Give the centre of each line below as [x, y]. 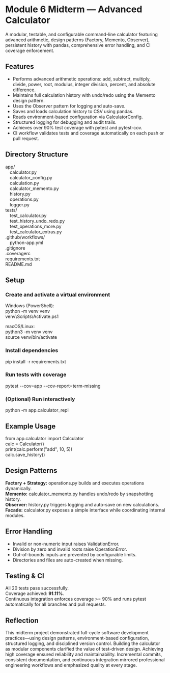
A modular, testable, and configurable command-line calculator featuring [81, 34]
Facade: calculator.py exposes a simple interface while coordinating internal [85, 510]
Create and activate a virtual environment [58, 294]
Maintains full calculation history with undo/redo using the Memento [84, 95]
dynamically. [19, 488]
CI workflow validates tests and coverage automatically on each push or [88, 133]
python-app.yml [26, 243]
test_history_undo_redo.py [37, 221]
